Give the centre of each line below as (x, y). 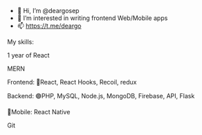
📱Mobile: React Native (39, 112)
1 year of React (28, 55)
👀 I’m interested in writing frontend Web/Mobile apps (92, 18)
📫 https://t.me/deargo (49, 26)
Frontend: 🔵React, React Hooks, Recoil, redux (72, 82)
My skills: (21, 42)
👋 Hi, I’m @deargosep (48, 11)
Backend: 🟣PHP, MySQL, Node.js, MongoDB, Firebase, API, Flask (101, 96)
